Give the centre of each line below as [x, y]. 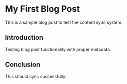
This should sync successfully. [36, 76]
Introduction [24, 38]
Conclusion [23, 65]
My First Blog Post [42, 9]
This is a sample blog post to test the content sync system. [64, 22]
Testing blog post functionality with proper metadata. [58, 49]
